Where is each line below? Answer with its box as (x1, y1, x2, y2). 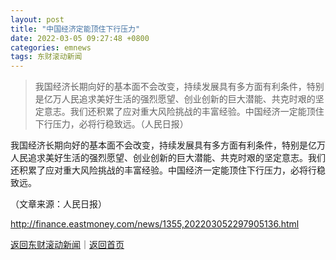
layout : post (10, 14, 65, 25)
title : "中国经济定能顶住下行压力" (10, 24, 141, 34)
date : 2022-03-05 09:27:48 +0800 (10, 33, 150, 43)
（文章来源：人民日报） (10, 198, 107, 210)
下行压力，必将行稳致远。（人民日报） (34, 118, 189, 130)
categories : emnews (10, 42, 92, 53)
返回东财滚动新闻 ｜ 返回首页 (10, 239, 125, 251)
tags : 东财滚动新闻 (10, 52, 83, 62)
